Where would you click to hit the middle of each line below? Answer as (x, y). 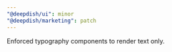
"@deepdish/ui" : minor (40, 14)
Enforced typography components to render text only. (86, 41)
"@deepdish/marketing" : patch (52, 21)
